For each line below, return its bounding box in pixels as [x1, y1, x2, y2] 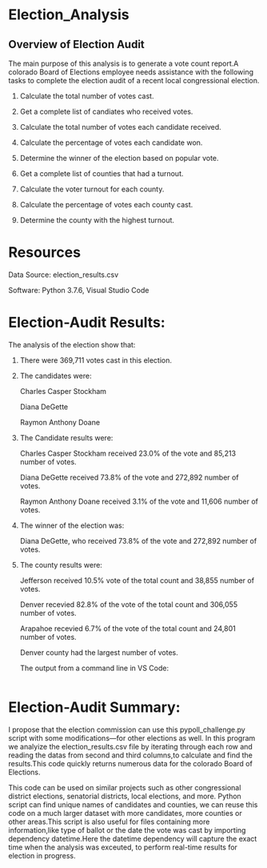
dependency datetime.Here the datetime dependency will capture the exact [8, 834, 257, 843]
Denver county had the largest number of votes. [19, 647, 178, 657]
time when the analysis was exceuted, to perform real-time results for [8, 842, 238, 852]
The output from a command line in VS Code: [19, 663, 169, 673]
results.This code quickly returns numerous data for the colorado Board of [8, 758, 253, 768]
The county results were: [19, 560, 102, 569]
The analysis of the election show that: [8, 340, 136, 349]
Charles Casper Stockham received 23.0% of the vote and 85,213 [19, 448, 237, 458]
